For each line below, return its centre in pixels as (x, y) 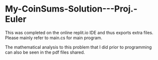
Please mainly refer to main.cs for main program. (54, 38)
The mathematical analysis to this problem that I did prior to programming (78, 47)
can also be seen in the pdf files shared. (45, 52)
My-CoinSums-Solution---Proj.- (71, 9)
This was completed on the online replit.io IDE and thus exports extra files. (79, 32)
